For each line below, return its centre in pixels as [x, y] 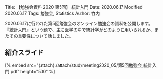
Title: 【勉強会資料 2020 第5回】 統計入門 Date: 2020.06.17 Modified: [74, 7]
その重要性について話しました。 [41, 36]
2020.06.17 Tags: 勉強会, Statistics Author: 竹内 [52, 13]
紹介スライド [24, 53]
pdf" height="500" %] [33, 71]
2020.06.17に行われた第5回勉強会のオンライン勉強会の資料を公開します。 [79, 24]
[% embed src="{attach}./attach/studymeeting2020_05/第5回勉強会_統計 [79, 65]
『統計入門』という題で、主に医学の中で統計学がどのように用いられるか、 [80, 30]
